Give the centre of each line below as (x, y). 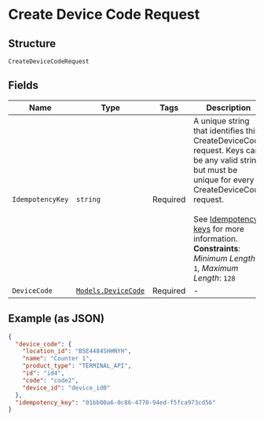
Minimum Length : (225, 258)
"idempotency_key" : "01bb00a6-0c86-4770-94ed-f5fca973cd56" (115, 402)
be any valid (216, 160)
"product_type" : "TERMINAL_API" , (77, 366)
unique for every (224, 180)
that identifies (219, 130)
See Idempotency (226, 219)
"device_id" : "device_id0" (66, 388)
